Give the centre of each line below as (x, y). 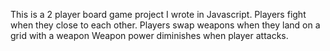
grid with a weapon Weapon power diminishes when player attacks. (149, 35)
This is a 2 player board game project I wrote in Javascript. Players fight (158, 14)
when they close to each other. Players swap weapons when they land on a (165, 25)
